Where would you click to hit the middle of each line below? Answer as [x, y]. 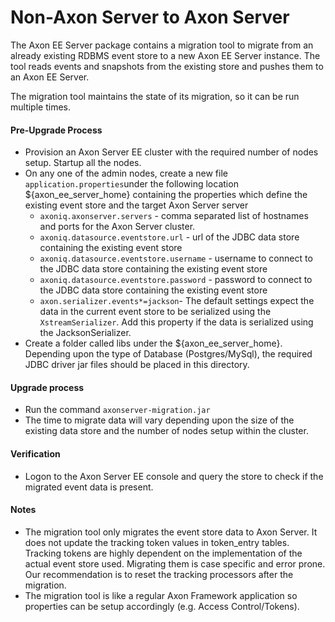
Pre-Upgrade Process [56, 130]
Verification [35, 453]
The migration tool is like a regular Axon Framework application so [161, 595]
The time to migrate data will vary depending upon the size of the [159, 420]
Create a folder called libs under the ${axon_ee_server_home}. [153, 343]
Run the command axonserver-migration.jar [117, 410]
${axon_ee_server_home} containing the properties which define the [166, 195]
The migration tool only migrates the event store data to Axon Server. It [171, 532]
